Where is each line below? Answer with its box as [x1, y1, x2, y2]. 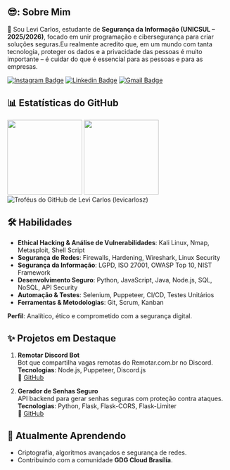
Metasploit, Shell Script [17, 246, 85, 254]
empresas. [7, 62, 38, 70]
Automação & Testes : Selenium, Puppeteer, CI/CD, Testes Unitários [17, 291, 215, 299]
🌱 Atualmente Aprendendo [7, 429, 127, 442]
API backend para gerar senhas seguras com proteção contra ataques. [17, 394, 224, 403]
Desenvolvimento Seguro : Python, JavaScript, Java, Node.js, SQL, [17, 276, 212, 285]
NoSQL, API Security [17, 283, 78, 292]
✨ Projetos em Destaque [7, 332, 116, 344]
